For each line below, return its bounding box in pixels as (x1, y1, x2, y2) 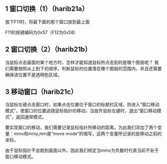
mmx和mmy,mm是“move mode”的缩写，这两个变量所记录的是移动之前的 (13, 131, 162, 137)
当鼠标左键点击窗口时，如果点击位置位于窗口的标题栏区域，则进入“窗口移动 (5, 102, 160, 108)
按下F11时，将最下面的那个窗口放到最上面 (5, 19, 90, 25)
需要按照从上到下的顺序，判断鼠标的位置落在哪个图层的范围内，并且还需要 (9, 65, 162, 71)
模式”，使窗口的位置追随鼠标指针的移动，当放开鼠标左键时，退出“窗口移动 (5, 108, 158, 114)
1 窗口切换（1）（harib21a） (5, 4, 88, 13)
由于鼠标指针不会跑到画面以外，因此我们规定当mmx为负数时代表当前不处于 (5, 148, 159, 154)
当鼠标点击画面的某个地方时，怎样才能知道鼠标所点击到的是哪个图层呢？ (5, 59, 153, 65)
